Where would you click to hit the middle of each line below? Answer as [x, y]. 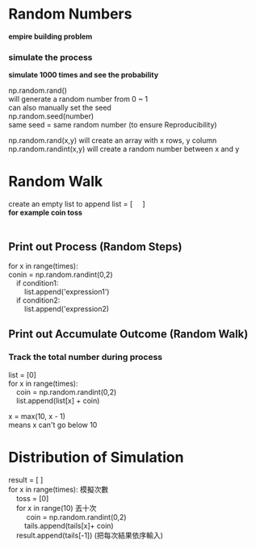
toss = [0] [32, 498]
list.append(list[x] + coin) [58, 400]
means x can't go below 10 [53, 425]
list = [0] [22, 374]
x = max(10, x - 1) [37, 416]
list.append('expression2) [67, 308]
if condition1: [37, 282]
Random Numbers [70, 14]
